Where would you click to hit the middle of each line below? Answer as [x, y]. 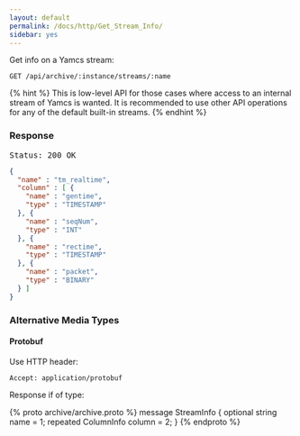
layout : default [40, 18]
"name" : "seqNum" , [62, 222]
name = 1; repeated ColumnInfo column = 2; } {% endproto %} [125, 422]
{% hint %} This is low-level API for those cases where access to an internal [150, 93]
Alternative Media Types [64, 320]
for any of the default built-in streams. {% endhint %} [108, 113]
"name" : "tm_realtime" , [64, 180]
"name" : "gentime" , [64, 196]
